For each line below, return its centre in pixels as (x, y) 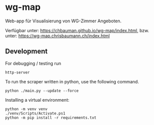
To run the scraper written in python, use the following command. (72, 81)
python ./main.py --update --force (42, 91)
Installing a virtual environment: (37, 100)
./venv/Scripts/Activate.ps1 (35, 113)
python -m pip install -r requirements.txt (51, 118)
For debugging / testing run (33, 63)
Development (27, 51)
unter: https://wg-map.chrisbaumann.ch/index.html (58, 36)
